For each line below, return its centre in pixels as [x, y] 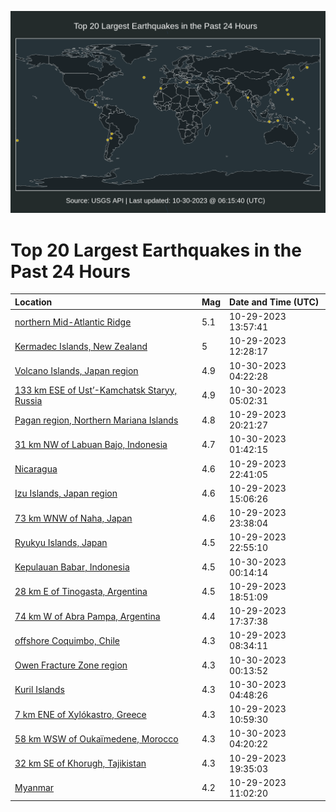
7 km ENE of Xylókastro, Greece [80, 714]
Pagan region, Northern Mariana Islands [96, 420]
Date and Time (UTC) [274, 302]
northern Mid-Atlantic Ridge [73, 322]
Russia [28, 400]
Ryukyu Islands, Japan [61, 542]
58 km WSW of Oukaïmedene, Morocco [96, 738]
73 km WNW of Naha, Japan [73, 518]
